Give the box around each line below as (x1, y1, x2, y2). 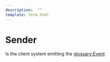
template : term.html (5, 12, 50, 17)
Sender (5, 34, 37, 46)
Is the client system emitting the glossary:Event (5, 51, 105, 57)
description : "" (5, 7, 42, 13)
